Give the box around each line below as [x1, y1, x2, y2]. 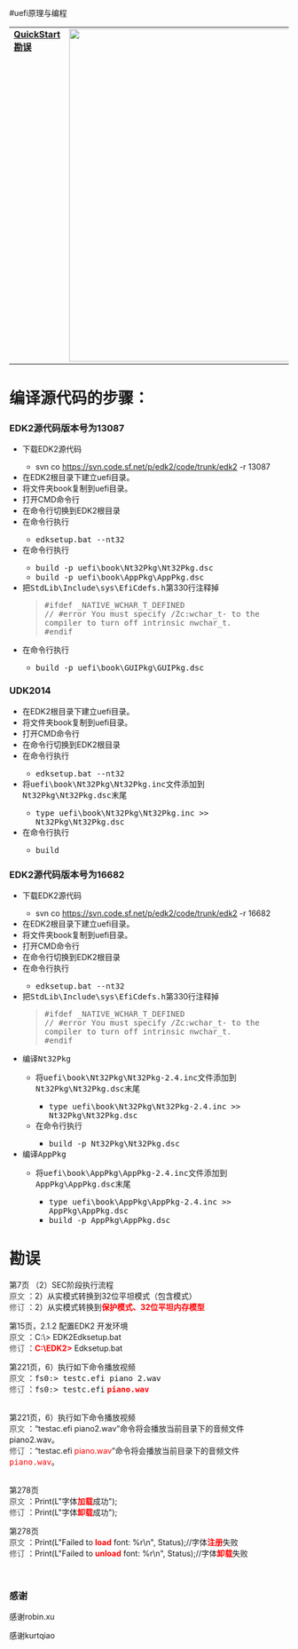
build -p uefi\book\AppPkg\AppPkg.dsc [35, 572, 205, 583]
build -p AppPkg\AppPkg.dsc [48, 1215, 171, 1226]
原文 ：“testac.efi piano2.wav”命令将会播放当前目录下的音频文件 [9, 1424, 245, 1434]
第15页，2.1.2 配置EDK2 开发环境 [9, 1321, 129, 1331]
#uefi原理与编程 [9, 8, 67, 18]
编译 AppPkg [21, 1148, 67, 1160]
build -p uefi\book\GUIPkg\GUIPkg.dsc [35, 663, 205, 673]
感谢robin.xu [9, 1612, 55, 1622]
